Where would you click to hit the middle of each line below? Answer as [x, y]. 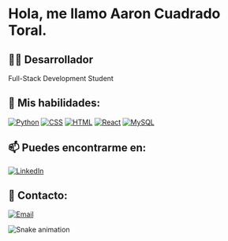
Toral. [28, 30]
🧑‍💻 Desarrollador [51, 59]
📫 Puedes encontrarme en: [77, 148]
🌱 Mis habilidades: [54, 103]
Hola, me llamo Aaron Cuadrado [114, 14]
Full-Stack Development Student [61, 78]
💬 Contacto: [38, 196]
